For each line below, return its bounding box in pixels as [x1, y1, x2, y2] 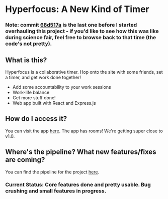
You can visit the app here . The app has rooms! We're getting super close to [5, 128, 163, 134]
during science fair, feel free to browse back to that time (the [5, 34, 156, 41]
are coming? [5, 155, 45, 164]
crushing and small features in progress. [5, 187, 107, 194]
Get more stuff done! [12, 94, 56, 101]
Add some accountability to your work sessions [12, 84, 112, 90]
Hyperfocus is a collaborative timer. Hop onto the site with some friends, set [5, 69, 163, 75]
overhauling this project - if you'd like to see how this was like [5, 28, 159, 35]
